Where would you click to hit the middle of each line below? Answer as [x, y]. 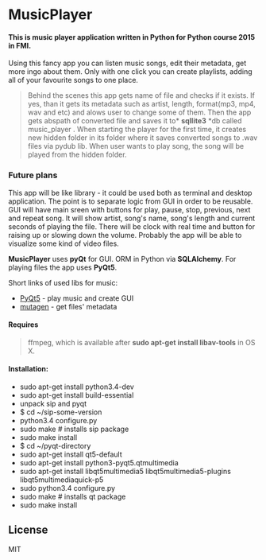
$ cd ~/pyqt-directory [55, 446]
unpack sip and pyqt [53, 404]
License [28, 530]
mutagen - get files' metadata [68, 306]
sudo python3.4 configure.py [67, 488]
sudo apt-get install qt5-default [71, 454]
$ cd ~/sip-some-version [61, 412]
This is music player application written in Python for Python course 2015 [132, 37]
